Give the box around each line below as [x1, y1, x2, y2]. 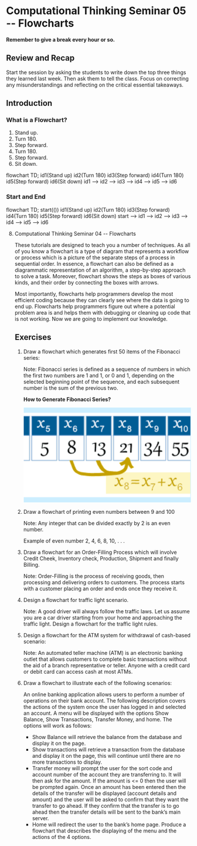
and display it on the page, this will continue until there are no [32, 753, 181, 760]
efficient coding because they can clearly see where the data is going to [14, 296, 189, 303]
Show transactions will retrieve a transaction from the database [32, 746, 185, 753]
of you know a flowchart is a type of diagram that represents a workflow [14, 248, 189, 255]
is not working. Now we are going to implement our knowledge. [14, 315, 168, 322]
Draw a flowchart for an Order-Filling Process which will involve [23, 549, 177, 556]
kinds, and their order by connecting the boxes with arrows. [14, 279, 159, 286]
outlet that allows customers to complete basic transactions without [23, 656, 187, 663]
